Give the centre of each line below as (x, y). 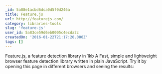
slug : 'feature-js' (25, 28)
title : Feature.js (24, 14)
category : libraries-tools (33, 23)
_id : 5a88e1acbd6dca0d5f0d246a (38, 10)
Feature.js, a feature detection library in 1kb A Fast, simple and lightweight (81, 56)
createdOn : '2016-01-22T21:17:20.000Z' (47, 37)
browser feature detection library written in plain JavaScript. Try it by (76, 61)
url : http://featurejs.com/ (34, 19)
